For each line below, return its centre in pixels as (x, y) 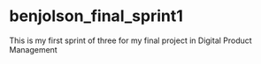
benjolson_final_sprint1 (96, 16)
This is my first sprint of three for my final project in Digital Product (130, 40)
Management (33, 49)
